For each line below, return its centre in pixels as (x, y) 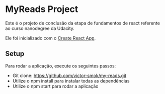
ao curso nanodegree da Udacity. (40, 28)
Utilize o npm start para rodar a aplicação (55, 86)
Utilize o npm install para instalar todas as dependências (71, 80)
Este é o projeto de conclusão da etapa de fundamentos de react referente (82, 23)
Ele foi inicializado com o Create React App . (51, 38)
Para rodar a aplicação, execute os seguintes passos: (61, 65)
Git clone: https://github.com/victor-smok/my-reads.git (69, 75)
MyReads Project (42, 9)
